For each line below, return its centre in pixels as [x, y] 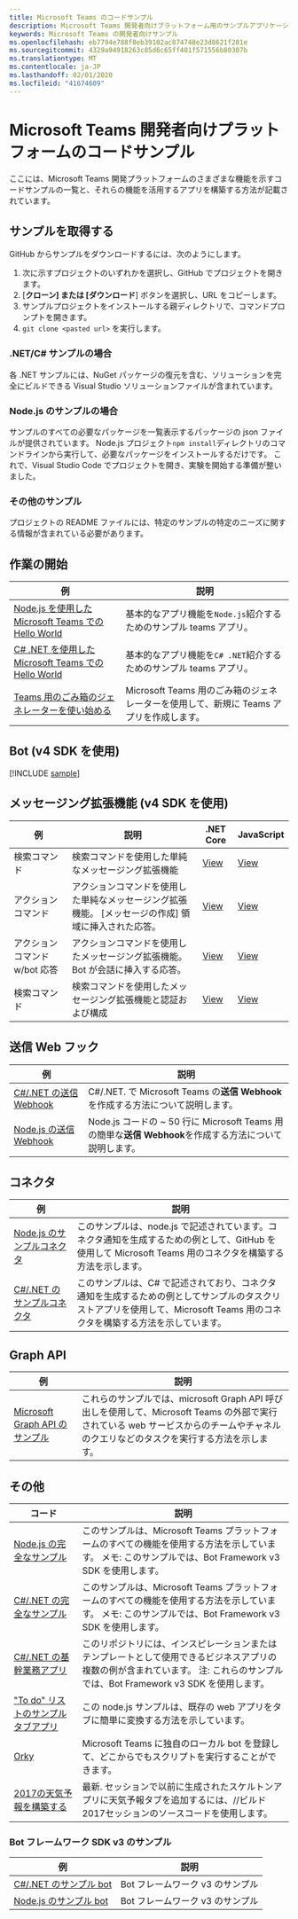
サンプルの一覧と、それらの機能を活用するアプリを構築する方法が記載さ [157, 189]
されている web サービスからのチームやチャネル [181, 1426]
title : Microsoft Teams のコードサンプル [81, 17]
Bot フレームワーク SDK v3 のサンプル [90, 1842]
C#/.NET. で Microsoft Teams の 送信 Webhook [185, 1092]
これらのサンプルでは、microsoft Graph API [172, 1399]
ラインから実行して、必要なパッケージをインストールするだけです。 [148, 454]
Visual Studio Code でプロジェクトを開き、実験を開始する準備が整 [153, 465]
